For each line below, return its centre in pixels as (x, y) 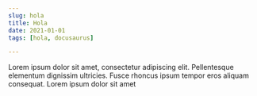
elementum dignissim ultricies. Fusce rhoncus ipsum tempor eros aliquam (129, 75)
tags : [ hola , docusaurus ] (51, 38)
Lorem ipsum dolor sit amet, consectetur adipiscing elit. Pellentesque (121, 67)
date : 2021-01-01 (37, 30)
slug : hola (26, 15)
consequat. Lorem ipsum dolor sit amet (72, 84)
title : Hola (28, 23)
